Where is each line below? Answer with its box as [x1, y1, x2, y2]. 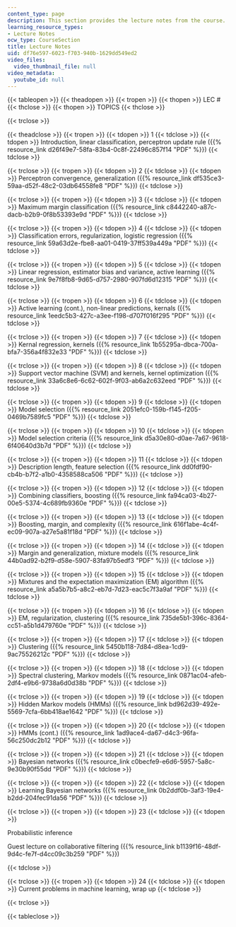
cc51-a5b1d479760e [7, 622, 67, 630]
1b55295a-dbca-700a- [151, 340, 219, 349]
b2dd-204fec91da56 [7, 793, 68, 803]
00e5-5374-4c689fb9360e [7, 499, 87, 508]
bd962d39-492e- [168, 700, 221, 709]
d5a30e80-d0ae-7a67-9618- [144, 434, 229, 443]
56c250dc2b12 [7, 736, 52, 745]
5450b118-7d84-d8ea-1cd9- [105, 643, 189, 651]
